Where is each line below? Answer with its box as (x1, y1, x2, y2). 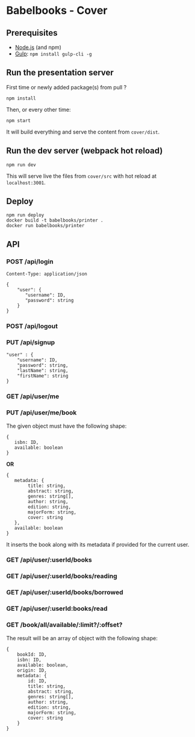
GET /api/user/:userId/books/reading (6, 572, 117, 581)
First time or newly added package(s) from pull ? (6, 83, 127, 91)
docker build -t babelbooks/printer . (6, 217, 104, 224)
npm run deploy (6, 212, 45, 218)
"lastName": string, (17, 368, 69, 374)
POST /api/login (6, 257, 54, 266)
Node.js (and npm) (14, 43, 62, 51)
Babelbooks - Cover (6, 4, 108, 18)
